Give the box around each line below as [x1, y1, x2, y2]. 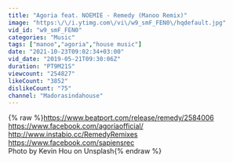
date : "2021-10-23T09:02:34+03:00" [8, 48, 125, 56]
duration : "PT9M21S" [8, 63, 76, 71]
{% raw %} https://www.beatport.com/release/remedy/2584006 [8, 113, 214, 122]
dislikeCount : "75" [8, 84, 72, 92]
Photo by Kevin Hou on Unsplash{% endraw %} [8, 147, 162, 156]
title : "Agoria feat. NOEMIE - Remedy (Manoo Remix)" [8, 11, 188, 20]
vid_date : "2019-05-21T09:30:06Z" [8, 56, 122, 63]
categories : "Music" [8, 33, 76, 42]
